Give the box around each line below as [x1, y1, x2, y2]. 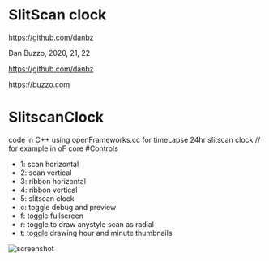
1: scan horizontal [19, 159, 79, 169]
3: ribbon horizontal [19, 176, 87, 186]
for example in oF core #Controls [8, 143, 119, 153]
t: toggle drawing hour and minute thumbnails [19, 228, 173, 237]
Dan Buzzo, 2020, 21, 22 [8, 48, 91, 58]
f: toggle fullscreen [19, 211, 83, 220]
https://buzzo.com [8, 79, 70, 89]
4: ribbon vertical [19, 185, 78, 195]
